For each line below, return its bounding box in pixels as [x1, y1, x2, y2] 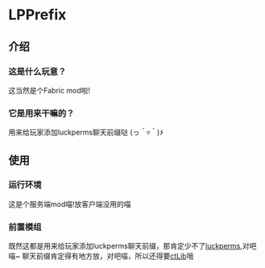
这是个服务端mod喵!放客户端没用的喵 [8, 199, 131, 208]
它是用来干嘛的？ [8, 107, 75, 118]
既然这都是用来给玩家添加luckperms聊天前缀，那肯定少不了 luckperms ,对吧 [8, 241, 257, 251]
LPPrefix [8, 6, 67, 24]
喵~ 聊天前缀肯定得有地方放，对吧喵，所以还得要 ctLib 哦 [8, 251, 194, 261]
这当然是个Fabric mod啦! [8, 85, 91, 95]
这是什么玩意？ [8, 66, 67, 77]
